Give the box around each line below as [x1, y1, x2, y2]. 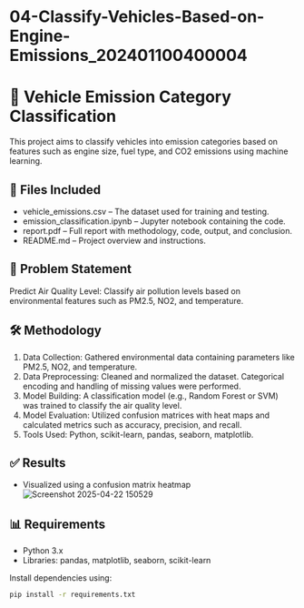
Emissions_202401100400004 [9, 46, 248, 66]
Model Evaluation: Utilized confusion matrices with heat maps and [22, 410, 270, 421]
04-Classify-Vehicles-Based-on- [9, 6, 265, 27]
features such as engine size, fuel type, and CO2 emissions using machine [9, 146, 289, 157]
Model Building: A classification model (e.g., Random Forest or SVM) [22, 390, 279, 401]
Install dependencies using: [9, 573, 113, 583]
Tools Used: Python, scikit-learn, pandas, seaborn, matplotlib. [22, 429, 254, 440]
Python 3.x [22, 545, 64, 556]
